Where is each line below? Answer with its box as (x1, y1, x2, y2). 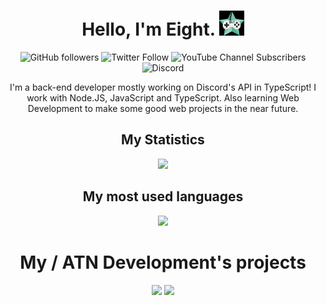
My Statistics (121, 131, 205, 149)
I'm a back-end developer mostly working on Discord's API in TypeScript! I (9, 81, 317, 93)
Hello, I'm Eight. (81, 18, 216, 41)
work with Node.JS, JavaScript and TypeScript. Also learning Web (26, 91, 300, 104)
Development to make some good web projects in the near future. (27, 102, 299, 114)
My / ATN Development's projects (19, 251, 307, 274)
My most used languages (82, 188, 244, 205)
